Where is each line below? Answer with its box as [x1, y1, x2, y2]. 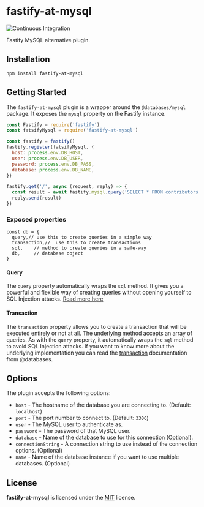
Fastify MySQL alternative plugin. [6, 36, 91, 43]
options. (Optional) [15, 447, 63, 454]
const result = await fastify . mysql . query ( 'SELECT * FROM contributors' [12, 189, 202, 195]
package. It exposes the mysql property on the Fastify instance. [6, 110, 166, 117]
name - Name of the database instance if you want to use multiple [15, 453, 179, 460]
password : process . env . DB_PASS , [12, 161, 95, 167]
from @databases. [6, 355, 53, 362]
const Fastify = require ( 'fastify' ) [6, 121, 100, 128]
